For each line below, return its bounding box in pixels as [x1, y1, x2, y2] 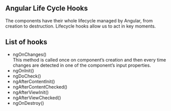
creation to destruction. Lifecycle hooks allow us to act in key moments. [5, 23, 156, 29]
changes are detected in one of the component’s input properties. [12, 62, 152, 68]
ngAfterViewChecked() [12, 94, 61, 101]
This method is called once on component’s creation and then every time [12, 57, 166, 63]
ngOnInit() [12, 67, 34, 73]
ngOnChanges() [12, 51, 47, 58]
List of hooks [5, 38, 47, 46]
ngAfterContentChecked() [12, 84, 68, 90]
